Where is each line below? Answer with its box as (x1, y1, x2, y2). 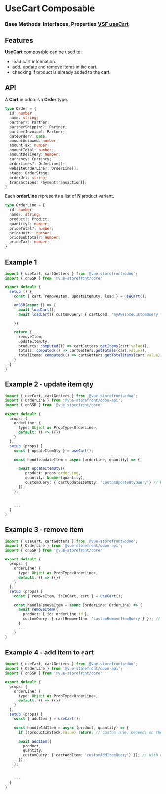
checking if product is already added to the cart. (12, 69, 111, 75)
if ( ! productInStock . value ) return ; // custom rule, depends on (18, 730, 154, 735)
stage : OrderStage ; (9, 170, 50, 176)
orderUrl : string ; (9, 175, 48, 180)
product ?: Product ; (9, 217, 50, 222)
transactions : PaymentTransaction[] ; (9, 180, 87, 185)
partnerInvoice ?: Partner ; (9, 129, 65, 134)
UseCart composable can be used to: (5, 49, 82, 55)
